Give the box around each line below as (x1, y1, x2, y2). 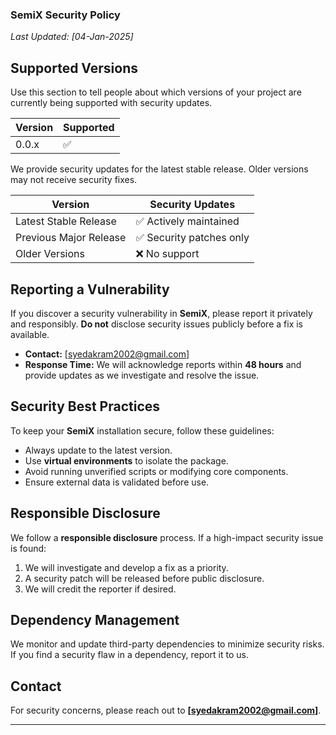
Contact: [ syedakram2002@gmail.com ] (24, 348, 190, 360)
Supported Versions (10, 59, 138, 77)
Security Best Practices (10, 398, 161, 415)
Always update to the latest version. (24, 444, 173, 456)
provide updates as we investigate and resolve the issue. (24, 369, 260, 381)
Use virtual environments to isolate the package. (24, 454, 229, 467)
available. (10, 328, 50, 340)
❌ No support (135, 247, 200, 261)
